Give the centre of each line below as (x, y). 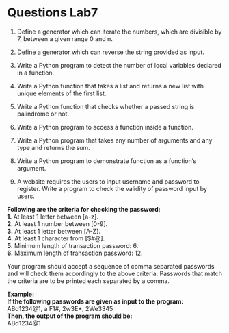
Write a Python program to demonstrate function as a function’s (107, 161)
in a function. (36, 73)
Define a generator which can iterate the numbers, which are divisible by (119, 32)
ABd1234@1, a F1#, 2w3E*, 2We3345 (60, 308)
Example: (21, 294)
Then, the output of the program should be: (70, 316)
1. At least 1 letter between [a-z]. (53, 217)
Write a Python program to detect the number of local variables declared (119, 65)
